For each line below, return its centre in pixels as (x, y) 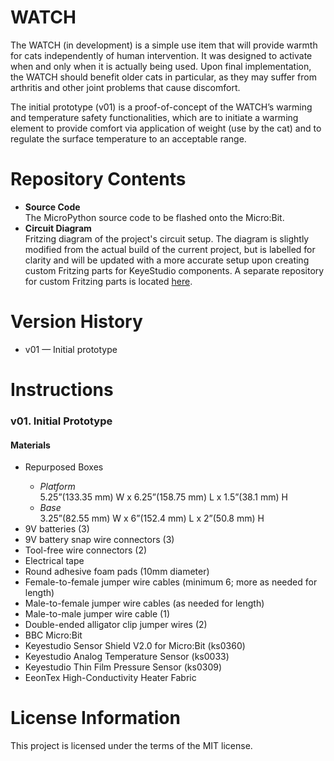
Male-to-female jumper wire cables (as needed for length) (144, 603)
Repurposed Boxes (64, 467)
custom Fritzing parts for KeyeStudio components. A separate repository (174, 270)
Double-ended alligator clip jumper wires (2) (116, 625)
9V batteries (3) (57, 529)
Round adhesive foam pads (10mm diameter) (117, 572)
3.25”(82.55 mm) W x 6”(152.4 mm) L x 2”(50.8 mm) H (152, 518)
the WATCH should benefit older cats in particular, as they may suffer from (163, 77)
